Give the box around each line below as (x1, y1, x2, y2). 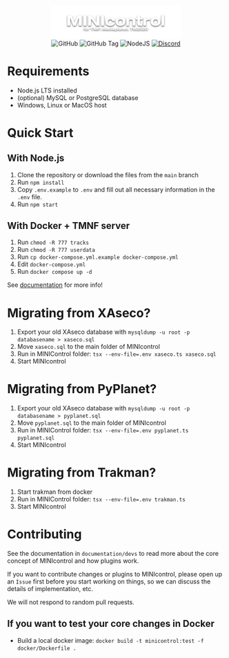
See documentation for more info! (7, 281, 103, 289)
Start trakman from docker (17, 488, 93, 496)
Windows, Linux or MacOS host (17, 101, 107, 109)
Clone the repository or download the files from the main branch (17, 170, 199, 179)
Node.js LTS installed (17, 86, 77, 94)
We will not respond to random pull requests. (7, 598, 135, 606)
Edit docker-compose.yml (17, 260, 86, 268)
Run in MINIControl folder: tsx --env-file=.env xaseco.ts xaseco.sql (17, 350, 217, 358)
